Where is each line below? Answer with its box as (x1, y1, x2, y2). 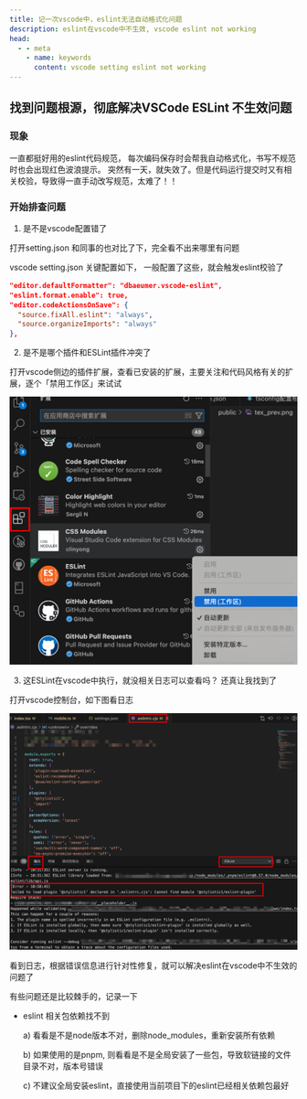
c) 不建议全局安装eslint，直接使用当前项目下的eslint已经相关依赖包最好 (22, 1080, 290, 1091)
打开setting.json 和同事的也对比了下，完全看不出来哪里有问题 (9, 242, 240, 253)
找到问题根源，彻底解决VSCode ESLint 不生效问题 (9, 101, 292, 116)
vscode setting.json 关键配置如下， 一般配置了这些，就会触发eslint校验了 (9, 261, 284, 272)
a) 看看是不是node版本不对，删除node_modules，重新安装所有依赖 (22, 1030, 276, 1040)
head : (9, 34, 30, 43)
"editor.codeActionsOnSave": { (9, 300, 129, 310)
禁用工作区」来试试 (48, 378, 122, 389)
